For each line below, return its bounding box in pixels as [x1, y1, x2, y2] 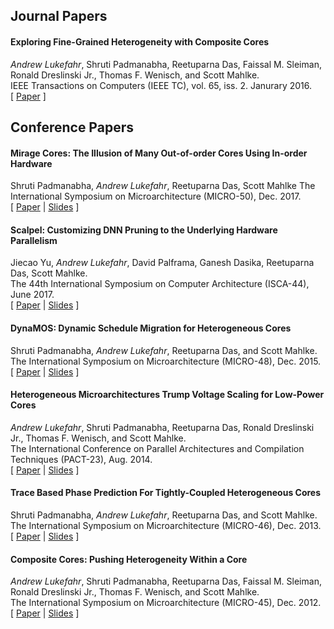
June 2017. [10, 289, 55, 301]
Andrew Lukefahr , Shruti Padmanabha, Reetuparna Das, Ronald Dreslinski [10, 421, 315, 433]
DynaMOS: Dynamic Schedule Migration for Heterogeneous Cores [10, 322, 292, 334]
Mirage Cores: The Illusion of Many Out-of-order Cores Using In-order [10, 147, 308, 159]
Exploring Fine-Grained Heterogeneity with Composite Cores [10, 35, 270, 48]
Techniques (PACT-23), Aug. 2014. [10, 453, 153, 465]
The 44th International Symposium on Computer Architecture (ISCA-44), [10, 278, 310, 290]
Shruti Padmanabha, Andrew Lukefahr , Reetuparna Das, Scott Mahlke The [10, 180, 316, 192]
